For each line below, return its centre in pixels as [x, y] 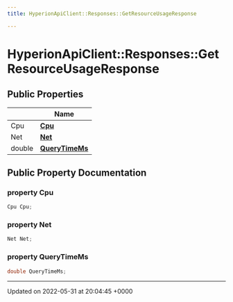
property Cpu [31, 192]
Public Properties [45, 94]
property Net [29, 225]
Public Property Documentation [77, 173]
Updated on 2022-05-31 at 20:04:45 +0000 [70, 291]
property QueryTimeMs [48, 257]
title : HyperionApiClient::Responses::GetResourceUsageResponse [102, 14]
